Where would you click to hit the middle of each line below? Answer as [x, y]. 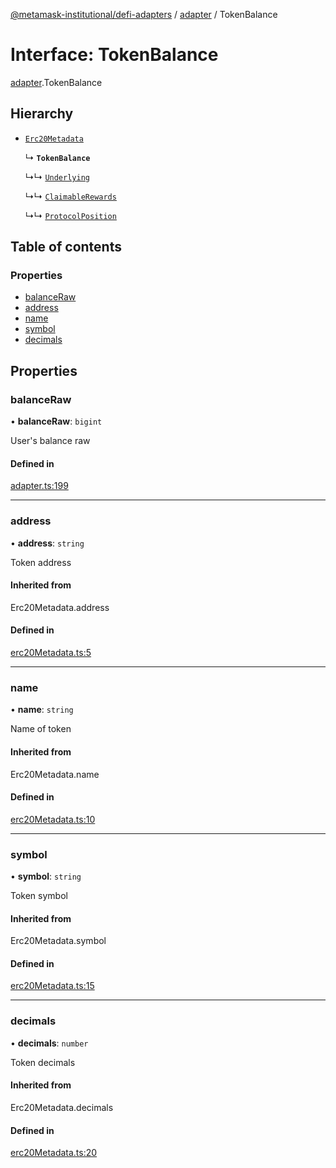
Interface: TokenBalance [114, 55]
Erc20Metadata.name [55, 774]
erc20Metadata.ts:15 [52, 986]
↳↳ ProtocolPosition [70, 215]
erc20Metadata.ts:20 [54, 1153]
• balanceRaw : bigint [56, 421]
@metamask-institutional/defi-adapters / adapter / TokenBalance [144, 14]
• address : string [47, 543]
